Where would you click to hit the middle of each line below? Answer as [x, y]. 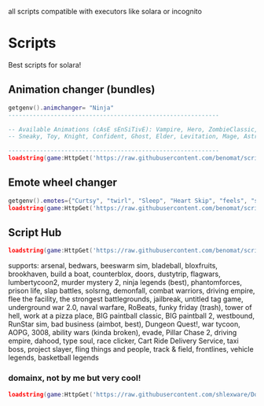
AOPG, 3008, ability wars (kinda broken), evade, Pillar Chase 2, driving [123, 333]
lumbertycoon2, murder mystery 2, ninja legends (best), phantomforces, [125, 282]
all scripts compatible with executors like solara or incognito [105, 11]
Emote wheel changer [63, 183]
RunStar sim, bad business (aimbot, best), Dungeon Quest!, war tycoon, [125, 324]
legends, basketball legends [54, 358]
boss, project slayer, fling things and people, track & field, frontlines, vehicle [131, 349]
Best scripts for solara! [45, 65]
